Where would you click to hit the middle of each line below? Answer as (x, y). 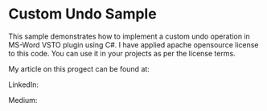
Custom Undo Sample (82, 14)
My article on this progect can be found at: (79, 68)
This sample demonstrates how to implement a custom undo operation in (129, 36)
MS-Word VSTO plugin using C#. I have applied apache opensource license (133, 44)
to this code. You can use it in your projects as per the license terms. (122, 53)
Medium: (23, 100)
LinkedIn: (23, 84)
